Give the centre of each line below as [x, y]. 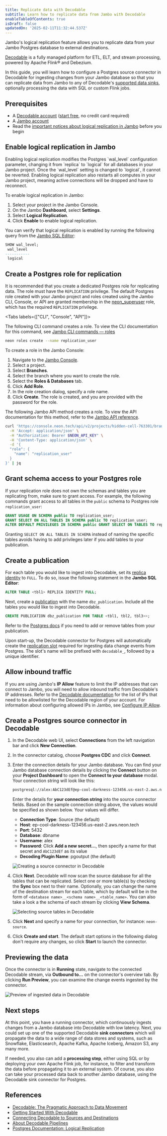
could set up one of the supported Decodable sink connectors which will [80, 1033]
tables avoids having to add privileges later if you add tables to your [75, 539]
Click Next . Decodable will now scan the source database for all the [82, 876]
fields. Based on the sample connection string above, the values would [85, 805]
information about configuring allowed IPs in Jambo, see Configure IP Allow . [83, 705]
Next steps [22, 1010]
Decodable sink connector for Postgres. [46, 1079]
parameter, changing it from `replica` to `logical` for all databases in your [79, 164]
